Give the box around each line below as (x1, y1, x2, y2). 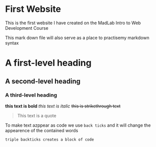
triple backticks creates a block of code (5, 137, 94, 142)
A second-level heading (5, 77, 81, 85)
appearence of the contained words (5, 127, 78, 133)
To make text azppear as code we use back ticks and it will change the (5, 122, 151, 128)
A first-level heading (5, 57, 92, 69)
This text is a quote (17, 112, 56, 118)
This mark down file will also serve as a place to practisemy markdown (5, 35, 150, 41)
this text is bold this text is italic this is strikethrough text (5, 103, 121, 109)
